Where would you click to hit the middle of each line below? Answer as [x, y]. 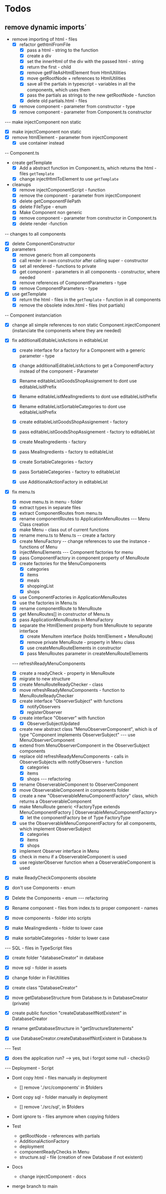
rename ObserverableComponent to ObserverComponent [79, 784]
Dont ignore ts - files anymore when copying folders [65, 1116]
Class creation [34, 524]
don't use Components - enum [43, 888]
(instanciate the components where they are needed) [67, 331]
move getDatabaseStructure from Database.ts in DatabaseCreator [80, 998]
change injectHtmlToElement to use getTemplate [69, 179]
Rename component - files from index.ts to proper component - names [85, 908]
